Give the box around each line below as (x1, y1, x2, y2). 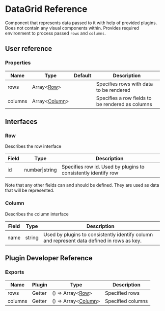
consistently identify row (61, 170, 119, 176)
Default (73, 72, 92, 79)
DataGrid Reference (5, 3, 87, 15)
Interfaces (5, 117, 38, 126)
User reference (5, 44, 53, 53)
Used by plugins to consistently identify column (43, 231, 153, 238)
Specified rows (105, 290, 140, 297)
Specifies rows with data (96, 80, 153, 87)
